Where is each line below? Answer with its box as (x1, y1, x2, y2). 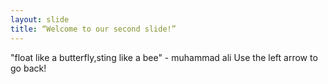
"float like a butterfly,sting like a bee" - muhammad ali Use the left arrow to (10, 51, 318, 63)
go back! (10, 62, 47, 74)
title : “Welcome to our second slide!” (10, 24, 177, 34)
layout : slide (10, 14, 70, 25)
